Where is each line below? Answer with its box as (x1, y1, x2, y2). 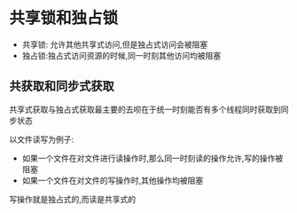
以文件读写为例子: (9, 134, 74, 145)
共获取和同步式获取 (9, 79, 114, 94)
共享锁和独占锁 (9, 8, 119, 28)
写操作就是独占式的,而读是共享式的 (9, 193, 137, 204)
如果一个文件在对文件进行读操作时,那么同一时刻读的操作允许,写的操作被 (21, 153, 284, 163)
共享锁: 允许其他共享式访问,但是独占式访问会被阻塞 (21, 39, 208, 50)
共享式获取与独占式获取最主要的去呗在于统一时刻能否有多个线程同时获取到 (9, 104, 281, 114)
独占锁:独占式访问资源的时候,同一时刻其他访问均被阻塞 (21, 50, 222, 60)
